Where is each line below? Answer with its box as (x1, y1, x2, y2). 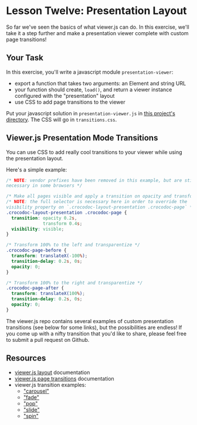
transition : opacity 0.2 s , (11, 215, 77, 221)
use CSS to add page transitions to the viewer (14, 98, 125, 105)
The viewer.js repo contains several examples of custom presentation (6, 317, 174, 324)
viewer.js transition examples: (14, 381, 86, 388)
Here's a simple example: (6, 166, 67, 173)
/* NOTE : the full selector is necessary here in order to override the (6, 199, 188, 205)
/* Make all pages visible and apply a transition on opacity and (6, 193, 172, 200)
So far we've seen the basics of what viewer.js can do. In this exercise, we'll (6, 23, 189, 30)
